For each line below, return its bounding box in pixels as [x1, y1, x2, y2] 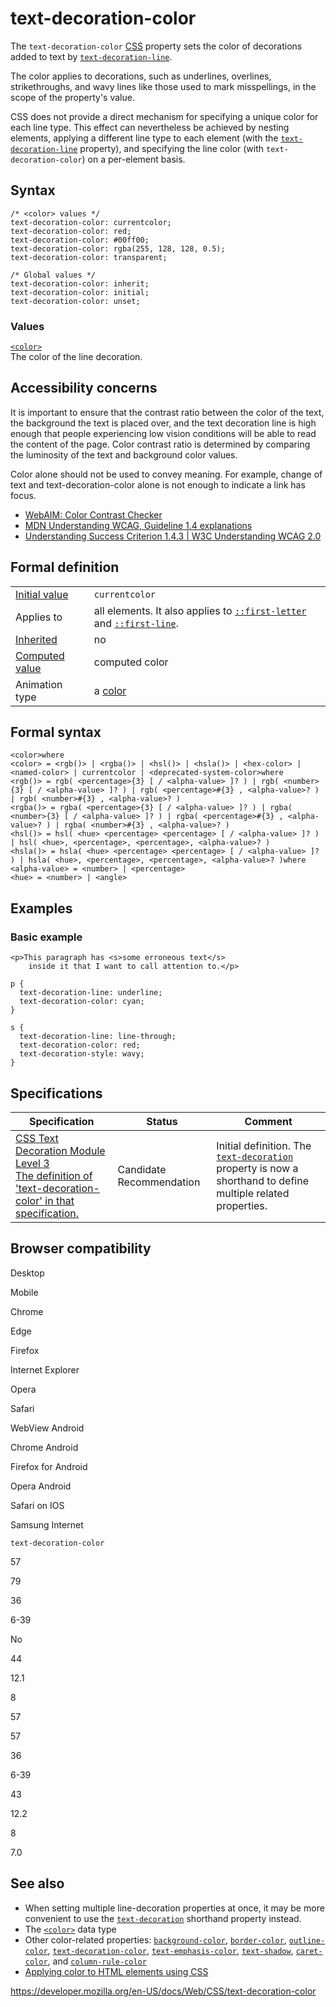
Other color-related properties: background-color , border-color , [24, 1933, 287, 1946]
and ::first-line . [93, 616, 179, 630]
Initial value [15, 587, 69, 601]
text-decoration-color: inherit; [10, 278, 150, 289]
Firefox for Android [10, 1460, 88, 1472]
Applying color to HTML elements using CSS [24, 1965, 209, 1977]
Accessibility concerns [10, 380, 158, 397]
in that [44, 1193, 75, 1207]
